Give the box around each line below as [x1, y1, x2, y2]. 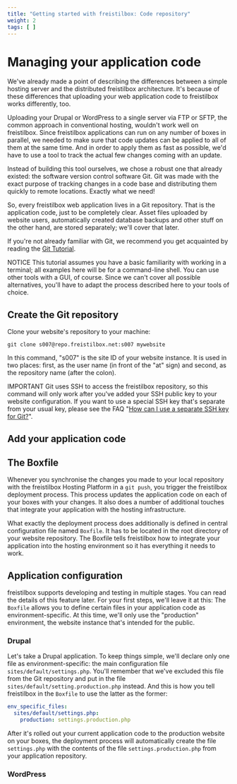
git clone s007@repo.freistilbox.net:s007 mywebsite [7, 341, 166, 348]
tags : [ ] [7, 23, 37, 30]
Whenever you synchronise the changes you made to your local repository [7, 475, 224, 484]
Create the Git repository [7, 309, 119, 321]
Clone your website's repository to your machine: [7, 328, 151, 336]
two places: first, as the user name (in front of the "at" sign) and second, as [7, 361, 227, 369]
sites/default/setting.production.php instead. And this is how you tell [7, 682, 215, 691]
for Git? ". [7, 412, 33, 421]
